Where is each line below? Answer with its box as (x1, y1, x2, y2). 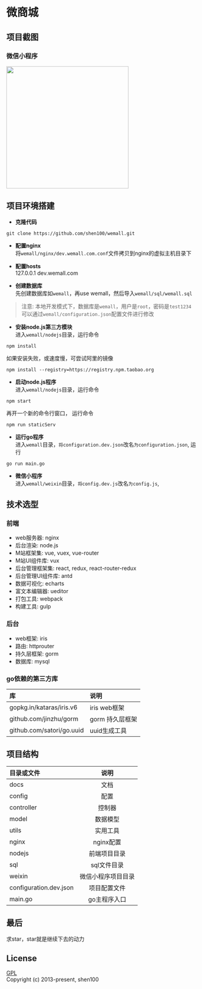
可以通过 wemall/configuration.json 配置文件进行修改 (21, 310, 154, 318)
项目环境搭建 (6, 201, 55, 211)
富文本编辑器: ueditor (15, 588, 69, 595)
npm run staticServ (6, 422, 56, 428)
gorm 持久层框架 (89, 715, 137, 723)
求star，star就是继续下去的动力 (6, 935, 85, 943)
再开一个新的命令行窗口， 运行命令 (6, 409, 93, 417)
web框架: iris (15, 635, 48, 642)
